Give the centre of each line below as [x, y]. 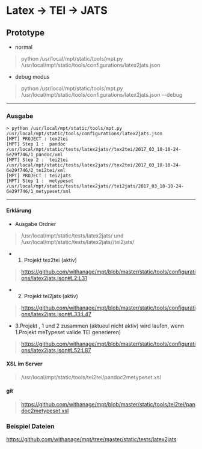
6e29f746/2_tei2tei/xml [36, 171]
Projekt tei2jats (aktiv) [51, 296]
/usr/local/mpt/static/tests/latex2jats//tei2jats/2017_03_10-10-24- [95, 186]
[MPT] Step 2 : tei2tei [37, 160]
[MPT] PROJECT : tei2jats [38, 176]
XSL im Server [25, 364]
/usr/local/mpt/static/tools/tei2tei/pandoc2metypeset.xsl [91, 377]
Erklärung [19, 210]
